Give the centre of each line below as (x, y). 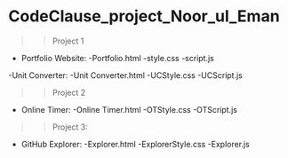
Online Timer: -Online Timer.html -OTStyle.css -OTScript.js (129, 109)
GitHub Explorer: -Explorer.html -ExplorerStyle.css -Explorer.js (135, 144)
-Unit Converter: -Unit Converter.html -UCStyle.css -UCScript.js (126, 75)
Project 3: (70, 127)
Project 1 (68, 41)
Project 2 (69, 92)
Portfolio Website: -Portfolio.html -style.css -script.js (118, 58)
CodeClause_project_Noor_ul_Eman (144, 16)
